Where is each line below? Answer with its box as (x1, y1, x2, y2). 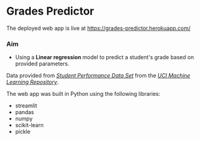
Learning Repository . (6, 78, 59, 86)
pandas (15, 109, 35, 116)
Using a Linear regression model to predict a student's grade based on (15, 54, 195, 61)
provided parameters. (15, 60, 70, 68)
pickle (15, 128, 30, 136)
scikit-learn (15, 121, 44, 129)
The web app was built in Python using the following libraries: (6, 90, 160, 98)
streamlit (15, 102, 38, 109)
